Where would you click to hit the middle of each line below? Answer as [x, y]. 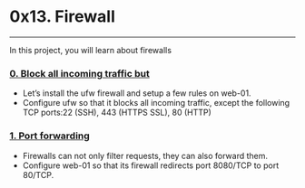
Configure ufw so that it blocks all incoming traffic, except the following [156, 103]
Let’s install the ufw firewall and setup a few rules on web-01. [137, 93]
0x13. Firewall [63, 17]
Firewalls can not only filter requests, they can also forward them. [145, 155]
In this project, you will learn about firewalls [91, 50]
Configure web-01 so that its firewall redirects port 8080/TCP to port [151, 165]
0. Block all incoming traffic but [79, 73]
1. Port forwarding [50, 136]
